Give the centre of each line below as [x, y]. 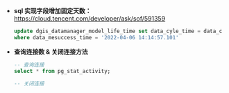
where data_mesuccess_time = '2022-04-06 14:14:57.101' [96, 37]
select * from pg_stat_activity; [62, 71]
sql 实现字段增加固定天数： [52, 11]
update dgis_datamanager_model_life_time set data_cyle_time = [107, 31]
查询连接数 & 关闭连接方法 [51, 52]
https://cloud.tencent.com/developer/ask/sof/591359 [90, 19]
